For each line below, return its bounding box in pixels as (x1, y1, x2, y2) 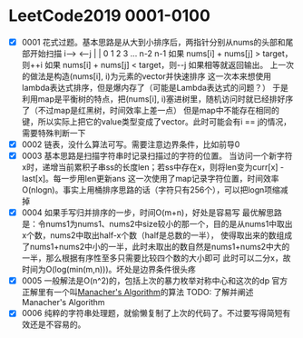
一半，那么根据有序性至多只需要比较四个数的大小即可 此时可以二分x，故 (21, 253, 291, 263)
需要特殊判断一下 (21, 128, 86, 138)
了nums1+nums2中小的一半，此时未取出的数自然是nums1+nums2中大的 (21, 242, 290, 253)
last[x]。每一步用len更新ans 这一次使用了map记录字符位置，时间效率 (21, 174, 279, 184)
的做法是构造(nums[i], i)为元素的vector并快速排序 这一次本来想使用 (21, 71, 271, 82)
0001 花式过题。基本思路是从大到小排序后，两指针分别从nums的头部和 (21, 36, 287, 47)
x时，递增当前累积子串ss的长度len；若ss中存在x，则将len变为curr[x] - (21, 162, 285, 173)
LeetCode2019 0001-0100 (8, 5, 210, 26)
